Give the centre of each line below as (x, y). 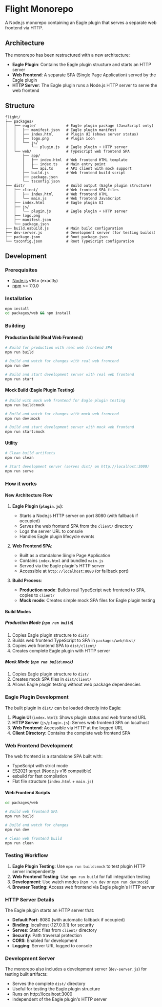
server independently (34, 871)
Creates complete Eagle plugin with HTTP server (61, 650)
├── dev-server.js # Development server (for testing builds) (81, 233)
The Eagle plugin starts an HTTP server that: (50, 910)
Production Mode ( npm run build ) (39, 623)
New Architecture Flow (29, 495)
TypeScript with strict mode (40, 766)
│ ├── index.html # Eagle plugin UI (54, 202)
